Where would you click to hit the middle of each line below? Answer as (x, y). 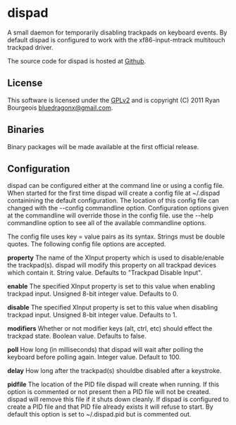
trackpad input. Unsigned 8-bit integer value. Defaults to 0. (93, 294)
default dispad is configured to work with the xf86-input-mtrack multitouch (116, 39)
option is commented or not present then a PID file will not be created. (109, 392)
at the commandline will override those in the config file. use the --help (110, 215)
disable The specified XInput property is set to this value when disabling (113, 307)
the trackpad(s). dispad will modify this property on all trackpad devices (112, 265)
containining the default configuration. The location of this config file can (113, 201)
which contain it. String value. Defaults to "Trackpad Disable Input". (105, 273)
